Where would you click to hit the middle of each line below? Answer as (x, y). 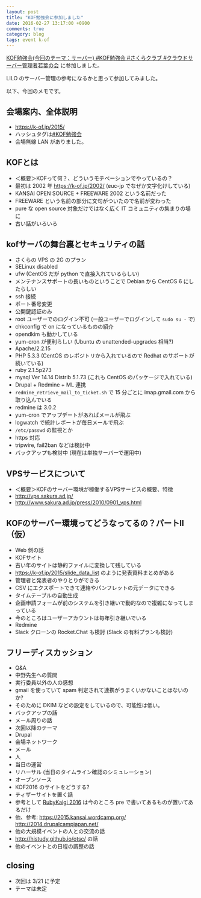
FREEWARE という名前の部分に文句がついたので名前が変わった (93, 200)
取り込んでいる (33, 400)
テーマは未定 (31, 888)
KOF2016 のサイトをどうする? (52, 787)
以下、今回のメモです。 (35, 91)
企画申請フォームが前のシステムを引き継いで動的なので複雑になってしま (104, 603)
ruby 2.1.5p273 (33, 370)
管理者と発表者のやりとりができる (57, 580)
